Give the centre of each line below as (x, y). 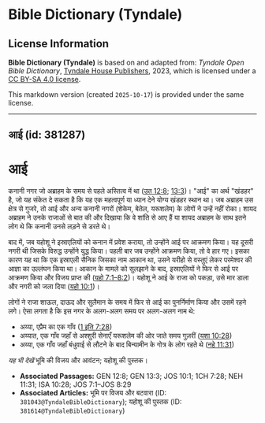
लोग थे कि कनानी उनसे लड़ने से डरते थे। (60, 227)
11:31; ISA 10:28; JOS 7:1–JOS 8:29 (75, 384)
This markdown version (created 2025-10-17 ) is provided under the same (126, 95)
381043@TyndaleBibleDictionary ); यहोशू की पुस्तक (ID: (101, 402)
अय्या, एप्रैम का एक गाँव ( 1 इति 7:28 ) (66, 327)
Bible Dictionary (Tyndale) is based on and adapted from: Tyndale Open (126, 62)
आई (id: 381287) (47, 135)
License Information (58, 44)
